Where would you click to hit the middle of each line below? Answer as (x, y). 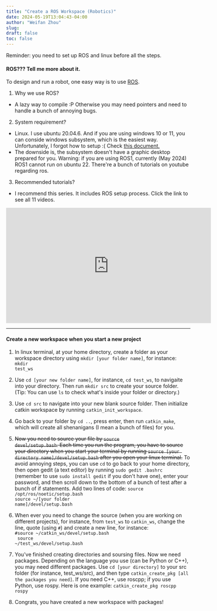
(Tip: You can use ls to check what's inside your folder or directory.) (97, 392)
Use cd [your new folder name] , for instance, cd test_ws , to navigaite (99, 380)
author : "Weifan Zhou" (34, 22)
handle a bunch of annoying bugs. (56, 111)
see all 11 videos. (35, 200)
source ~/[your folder (42, 499)
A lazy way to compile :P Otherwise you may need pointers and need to (101, 105)
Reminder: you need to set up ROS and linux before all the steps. (84, 55)
